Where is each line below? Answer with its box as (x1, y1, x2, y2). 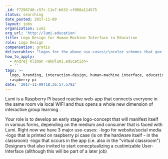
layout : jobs (5, 21, 32, 27)
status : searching (5, 12, 43, 17)
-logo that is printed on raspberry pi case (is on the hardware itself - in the (5, 132, 158, 138)
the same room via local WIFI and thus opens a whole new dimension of (5, 101, 153, 107)
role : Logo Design (5, 40, 43, 45)
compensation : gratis (5, 45, 50, 50)
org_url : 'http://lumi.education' (5, 31, 77, 36)
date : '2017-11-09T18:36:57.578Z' (5, 82, 77, 87)
